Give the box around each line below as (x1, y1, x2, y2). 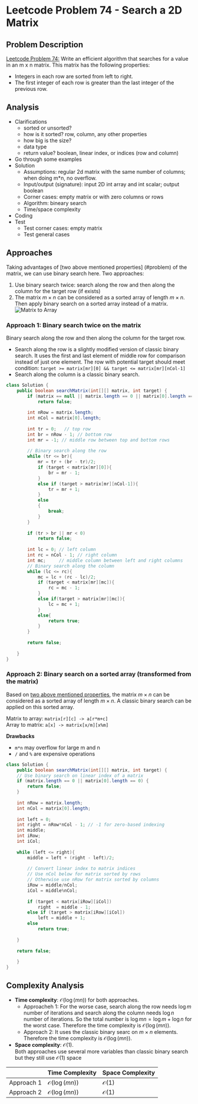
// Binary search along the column (27, 563, 115, 569)
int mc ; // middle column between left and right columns (27, 558, 183, 563)
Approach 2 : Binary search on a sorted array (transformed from (6, 670, 192, 678)
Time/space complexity (23, 206, 81, 213)
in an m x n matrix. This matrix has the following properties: (6, 61, 150, 68)
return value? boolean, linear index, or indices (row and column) (23, 149, 179, 156)
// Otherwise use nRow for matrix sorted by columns (27, 876, 160, 883)
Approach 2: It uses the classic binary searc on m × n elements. (23, 1028, 179, 1035)
